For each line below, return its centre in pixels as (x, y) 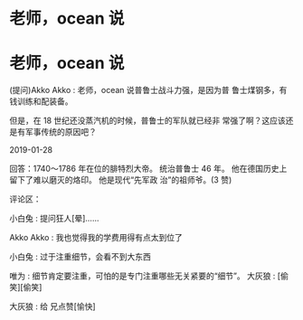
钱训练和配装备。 (41, 101)
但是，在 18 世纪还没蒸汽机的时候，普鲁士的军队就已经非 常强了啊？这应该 (148, 121)
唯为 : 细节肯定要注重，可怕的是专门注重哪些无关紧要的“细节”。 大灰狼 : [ (145, 276)
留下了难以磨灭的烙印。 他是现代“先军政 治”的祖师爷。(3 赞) (121, 180)
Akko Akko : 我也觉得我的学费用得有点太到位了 (96, 238)
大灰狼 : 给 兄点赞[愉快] (53, 306)
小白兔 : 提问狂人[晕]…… (54, 219)
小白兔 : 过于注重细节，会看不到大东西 (80, 257)
